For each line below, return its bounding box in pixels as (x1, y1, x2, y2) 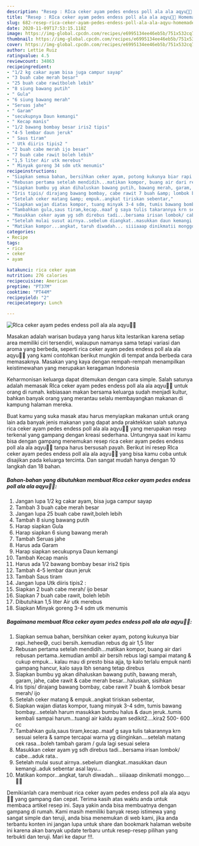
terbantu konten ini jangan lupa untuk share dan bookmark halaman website (6, 821, 191, 828)
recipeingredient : (6, 63, 52, 70)
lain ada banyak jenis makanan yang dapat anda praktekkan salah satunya (6, 419, 188, 426)
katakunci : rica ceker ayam (6, 267, 76, 273)
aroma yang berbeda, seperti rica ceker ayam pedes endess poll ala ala (6, 346, 181, 353)
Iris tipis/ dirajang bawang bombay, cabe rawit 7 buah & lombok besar (15, 683, 185, 690)
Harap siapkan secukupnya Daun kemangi (15, 548, 119, 555)
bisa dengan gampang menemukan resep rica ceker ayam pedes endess (6, 438, 184, 445)
